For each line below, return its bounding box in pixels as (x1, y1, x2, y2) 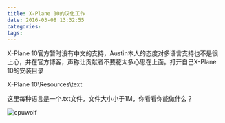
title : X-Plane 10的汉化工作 (7, 10, 86, 17)
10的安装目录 (7, 66, 44, 75)
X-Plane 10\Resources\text (7, 80, 83, 88)
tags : (7, 29, 23, 37)
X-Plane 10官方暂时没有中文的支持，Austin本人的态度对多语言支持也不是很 (7, 49, 219, 57)
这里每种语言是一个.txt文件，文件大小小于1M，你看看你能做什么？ (7, 95, 193, 103)
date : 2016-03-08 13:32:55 (7, 17, 85, 23)
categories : (7, 23, 41, 30)
